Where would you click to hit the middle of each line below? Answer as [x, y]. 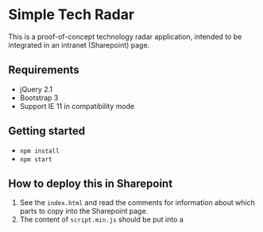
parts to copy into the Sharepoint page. [84, 211]
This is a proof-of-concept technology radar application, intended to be [125, 37]
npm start [36, 159]
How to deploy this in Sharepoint [91, 183]
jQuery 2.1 [36, 89]
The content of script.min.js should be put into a [102, 219]
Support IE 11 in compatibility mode [77, 106]
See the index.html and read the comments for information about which [137, 203]
